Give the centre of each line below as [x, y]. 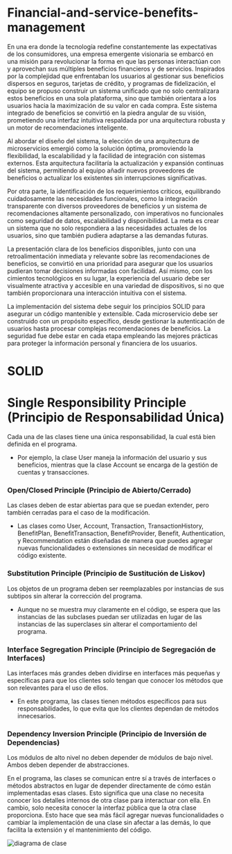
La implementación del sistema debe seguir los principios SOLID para [106, 306]
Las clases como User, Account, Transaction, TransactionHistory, [110, 526]
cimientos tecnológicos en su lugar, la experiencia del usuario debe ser [108, 278]
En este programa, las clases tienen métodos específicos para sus [112, 701]
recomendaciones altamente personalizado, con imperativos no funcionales [115, 213]
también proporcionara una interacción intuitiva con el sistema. [97, 293]
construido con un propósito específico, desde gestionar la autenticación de [116, 321]
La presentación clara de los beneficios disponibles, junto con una [101, 249]
